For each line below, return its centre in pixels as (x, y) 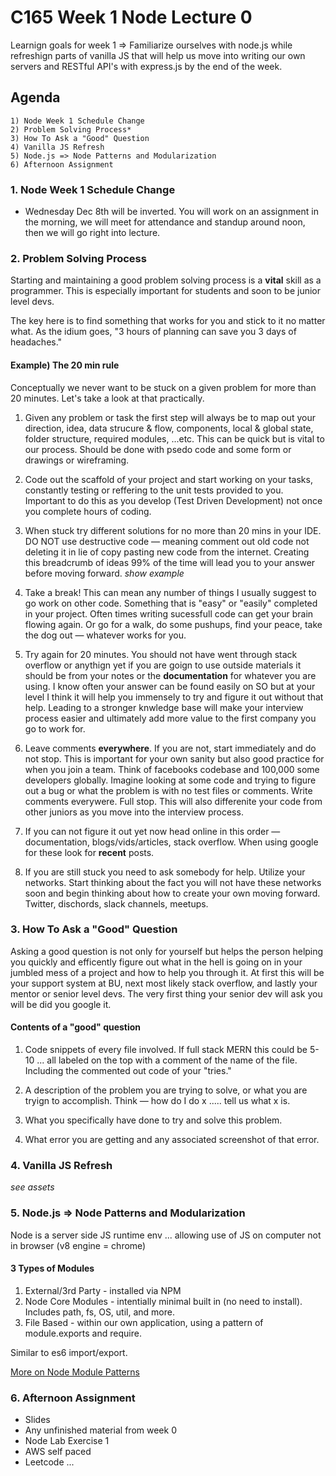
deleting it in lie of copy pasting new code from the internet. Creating (167, 552)
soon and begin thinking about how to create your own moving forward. (172, 893)
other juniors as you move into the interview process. (134, 812)
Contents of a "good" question (76, 1027)
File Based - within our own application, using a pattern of (144, 1322)
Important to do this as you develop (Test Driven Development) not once (173, 500)
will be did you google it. (61, 1004)
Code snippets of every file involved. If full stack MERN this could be (166, 1050)
